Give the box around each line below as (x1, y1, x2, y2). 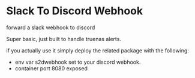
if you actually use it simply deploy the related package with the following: (6, 46, 189, 54)
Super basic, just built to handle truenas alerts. (6, 35, 122, 42)
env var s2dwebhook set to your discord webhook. (14, 58, 141, 65)
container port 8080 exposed (14, 64, 88, 72)
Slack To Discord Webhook (6, 4, 143, 18)
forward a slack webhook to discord (6, 24, 95, 31)
